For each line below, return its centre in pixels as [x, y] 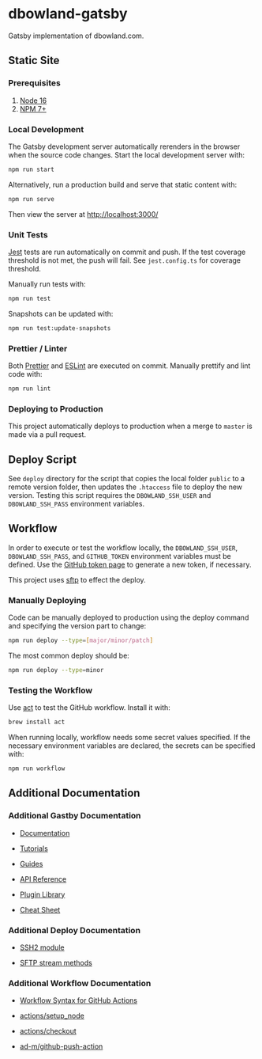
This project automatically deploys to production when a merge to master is [130, 426]
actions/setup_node [52, 1016]
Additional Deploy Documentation [74, 930]
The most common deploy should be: [69, 655]
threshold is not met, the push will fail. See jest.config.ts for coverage [125, 260]
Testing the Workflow [51, 690]
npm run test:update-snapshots [60, 328]
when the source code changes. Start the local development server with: [126, 154]
